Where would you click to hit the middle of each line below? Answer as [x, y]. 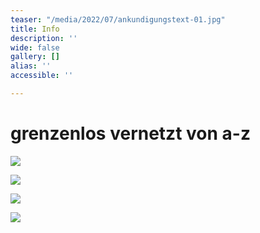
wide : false [35, 47]
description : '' [44, 38]
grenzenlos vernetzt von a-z [130, 133]
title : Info [35, 29]
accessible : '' [42, 76]
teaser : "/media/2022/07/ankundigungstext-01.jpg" [118, 19]
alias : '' [31, 66]
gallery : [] [35, 57]
